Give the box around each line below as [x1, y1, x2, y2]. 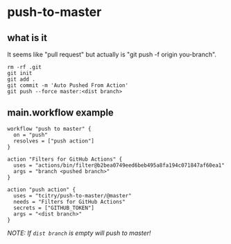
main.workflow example [7, 107, 114, 119]
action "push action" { [7, 186, 76, 193]
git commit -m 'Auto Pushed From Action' [7, 82, 129, 89]
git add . [7, 76, 36, 83]
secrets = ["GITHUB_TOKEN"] [13, 204, 95, 211]
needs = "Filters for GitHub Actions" [13, 198, 126, 205]
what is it [7, 32, 47, 44]
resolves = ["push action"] [13, 137, 95, 145]
